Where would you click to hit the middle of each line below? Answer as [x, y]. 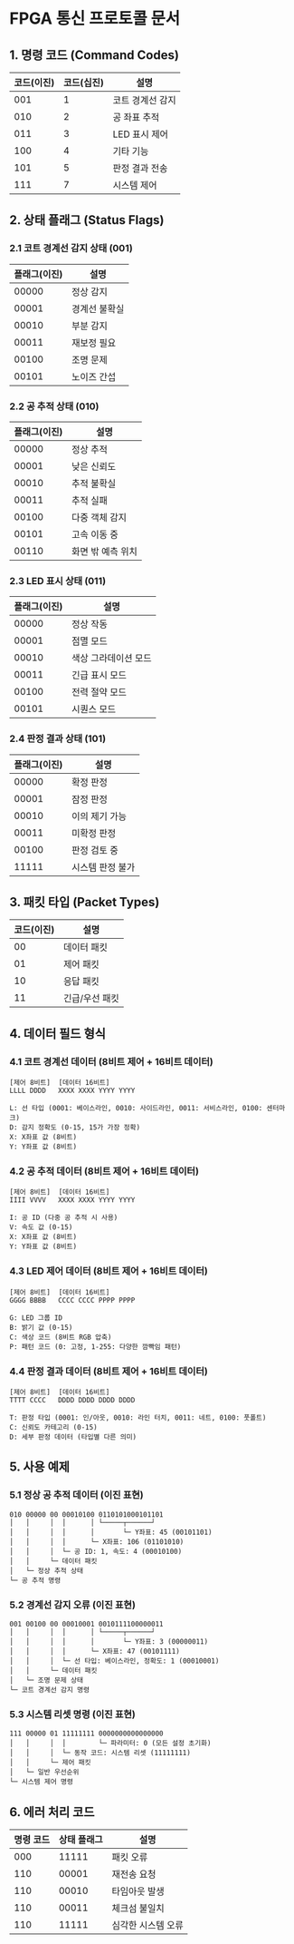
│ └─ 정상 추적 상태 [47, 1570]
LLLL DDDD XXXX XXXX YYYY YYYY [72, 1091]
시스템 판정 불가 [104, 867]
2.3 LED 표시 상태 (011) [58, 581]
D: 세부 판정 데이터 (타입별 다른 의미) [73, 1437]
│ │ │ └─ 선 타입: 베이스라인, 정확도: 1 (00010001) [114, 1661]
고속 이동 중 [95, 534]
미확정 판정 [94, 833]
